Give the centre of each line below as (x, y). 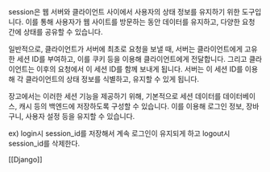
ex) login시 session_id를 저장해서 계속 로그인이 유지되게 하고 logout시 (119, 133)
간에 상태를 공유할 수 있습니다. (56, 32)
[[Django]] (25, 160)
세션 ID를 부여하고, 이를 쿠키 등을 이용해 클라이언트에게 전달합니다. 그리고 (132, 59)
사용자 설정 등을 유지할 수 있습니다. (80, 116)
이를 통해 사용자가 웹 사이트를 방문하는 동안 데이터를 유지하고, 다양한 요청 (140, 22)
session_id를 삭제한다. (44, 143)
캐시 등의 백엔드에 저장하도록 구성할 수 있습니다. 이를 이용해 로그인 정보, (131, 106)
